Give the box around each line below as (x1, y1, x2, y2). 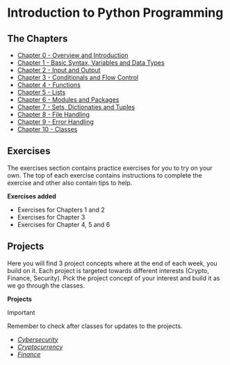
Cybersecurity (17, 335, 59, 343)
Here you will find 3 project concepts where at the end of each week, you (7, 259, 217, 267)
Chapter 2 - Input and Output (17, 66, 101, 74)
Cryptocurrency (17, 343, 63, 351)
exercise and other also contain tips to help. (7, 178, 133, 187)
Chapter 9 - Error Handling (17, 118, 94, 126)
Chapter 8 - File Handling (17, 110, 90, 118)
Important (7, 308, 35, 316)
